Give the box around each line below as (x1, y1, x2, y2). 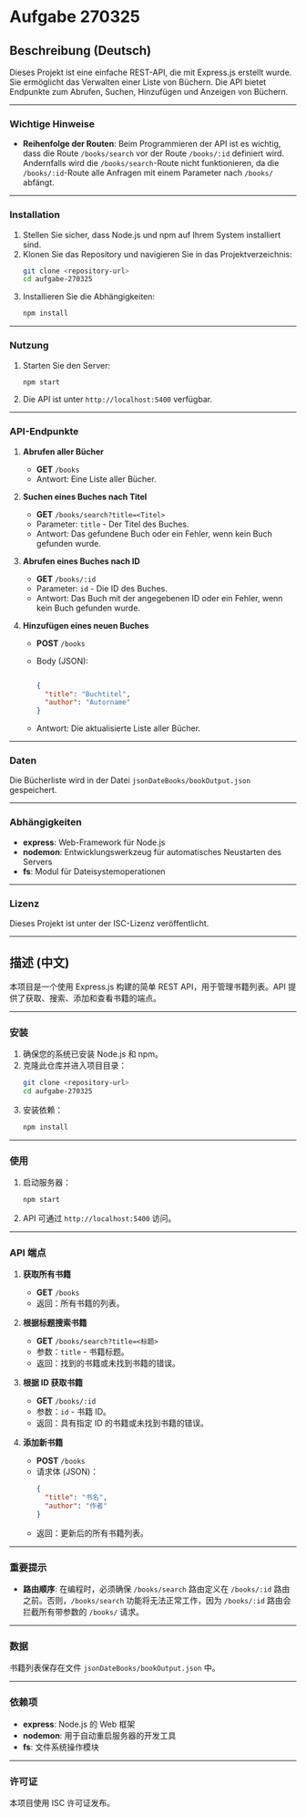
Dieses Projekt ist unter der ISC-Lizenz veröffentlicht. (9, 918, 209, 929)
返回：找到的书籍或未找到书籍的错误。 (36, 1358, 180, 1369)
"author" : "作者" (44, 1501, 107, 1511)
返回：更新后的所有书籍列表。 (36, 1527, 148, 1539)
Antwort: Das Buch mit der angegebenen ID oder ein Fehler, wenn (36, 592, 283, 603)
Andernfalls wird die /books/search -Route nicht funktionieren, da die (22, 158, 280, 169)
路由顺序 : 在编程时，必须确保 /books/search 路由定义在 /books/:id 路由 (22, 1583, 291, 1594)
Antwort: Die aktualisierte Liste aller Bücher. (36, 723, 201, 734)
